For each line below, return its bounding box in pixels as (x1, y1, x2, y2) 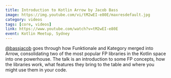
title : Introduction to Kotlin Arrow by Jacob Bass (5, 7, 118, 13)
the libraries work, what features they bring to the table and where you (5, 62, 155, 67)
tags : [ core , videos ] (5, 21, 52, 27)
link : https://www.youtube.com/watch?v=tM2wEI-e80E (5, 27, 118, 32)
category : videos (5, 17, 43, 22)
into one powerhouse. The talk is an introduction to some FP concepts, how (5, 56, 165, 62)
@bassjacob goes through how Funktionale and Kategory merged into (5, 45, 154, 51)
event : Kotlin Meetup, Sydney (5, 31, 70, 36)
